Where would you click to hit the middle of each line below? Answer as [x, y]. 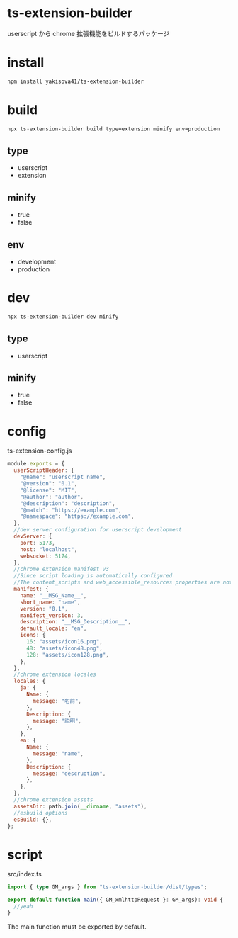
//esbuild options [41, 813]
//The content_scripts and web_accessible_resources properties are [117, 582]
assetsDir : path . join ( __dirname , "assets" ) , [80, 806]
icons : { [33, 635]
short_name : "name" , [50, 602]
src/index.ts [25, 874]
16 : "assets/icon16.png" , [64, 642]
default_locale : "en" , [53, 628]
